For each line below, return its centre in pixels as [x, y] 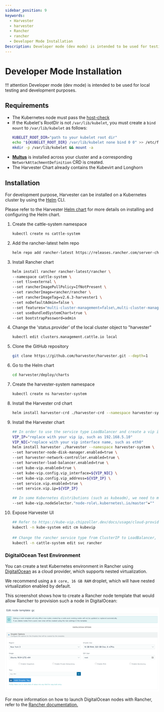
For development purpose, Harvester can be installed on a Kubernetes [76, 195]
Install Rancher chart [33, 262]
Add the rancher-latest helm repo [46, 243]
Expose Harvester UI [33, 513]
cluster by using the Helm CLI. [35, 200]
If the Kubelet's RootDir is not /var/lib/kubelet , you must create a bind [84, 123]
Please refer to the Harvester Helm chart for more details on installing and [79, 209]
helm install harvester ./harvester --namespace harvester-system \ [83, 447]
